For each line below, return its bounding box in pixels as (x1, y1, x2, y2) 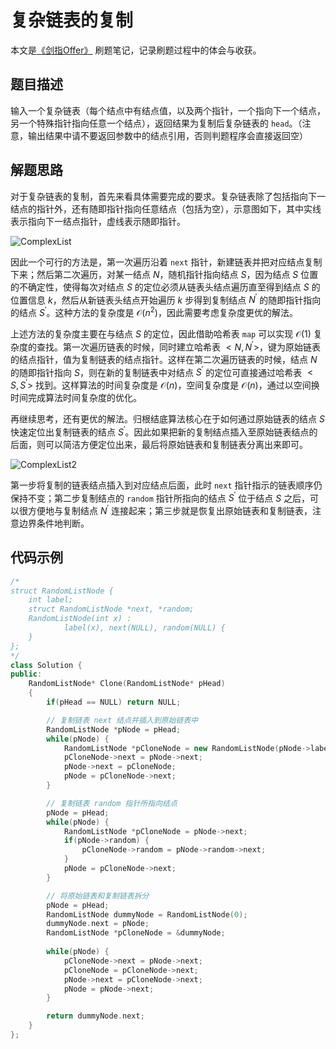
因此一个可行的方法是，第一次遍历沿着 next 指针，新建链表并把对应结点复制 (10, 256, 323, 268)
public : (10, 669, 43, 680)
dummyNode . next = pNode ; (46, 919, 150, 929)
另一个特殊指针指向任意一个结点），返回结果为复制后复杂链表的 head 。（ (10, 117, 303, 129)
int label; (28, 595, 74, 605)
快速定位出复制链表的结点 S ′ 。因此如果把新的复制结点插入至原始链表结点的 (10, 424, 318, 438)
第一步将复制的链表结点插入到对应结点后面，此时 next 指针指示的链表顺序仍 (10, 479, 323, 491)
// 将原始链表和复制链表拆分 (46, 891, 150, 901)
